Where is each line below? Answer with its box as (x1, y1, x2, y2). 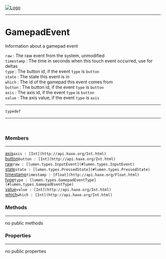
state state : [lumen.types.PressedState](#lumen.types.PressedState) (5, 166, 151, 172)
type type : (5, 177, 28, 183)
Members (5, 134, 29, 141)
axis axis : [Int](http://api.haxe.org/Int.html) (5, 151, 106, 156)
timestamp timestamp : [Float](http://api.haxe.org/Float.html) (5, 171, 140, 178)
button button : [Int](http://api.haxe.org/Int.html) (5, 156, 116, 162)
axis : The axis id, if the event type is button (5, 89, 95, 95)
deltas (5, 63, 18, 69)
